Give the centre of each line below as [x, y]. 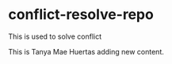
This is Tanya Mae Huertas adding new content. [86, 51]
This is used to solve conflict [55, 36]
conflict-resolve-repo [81, 15]
